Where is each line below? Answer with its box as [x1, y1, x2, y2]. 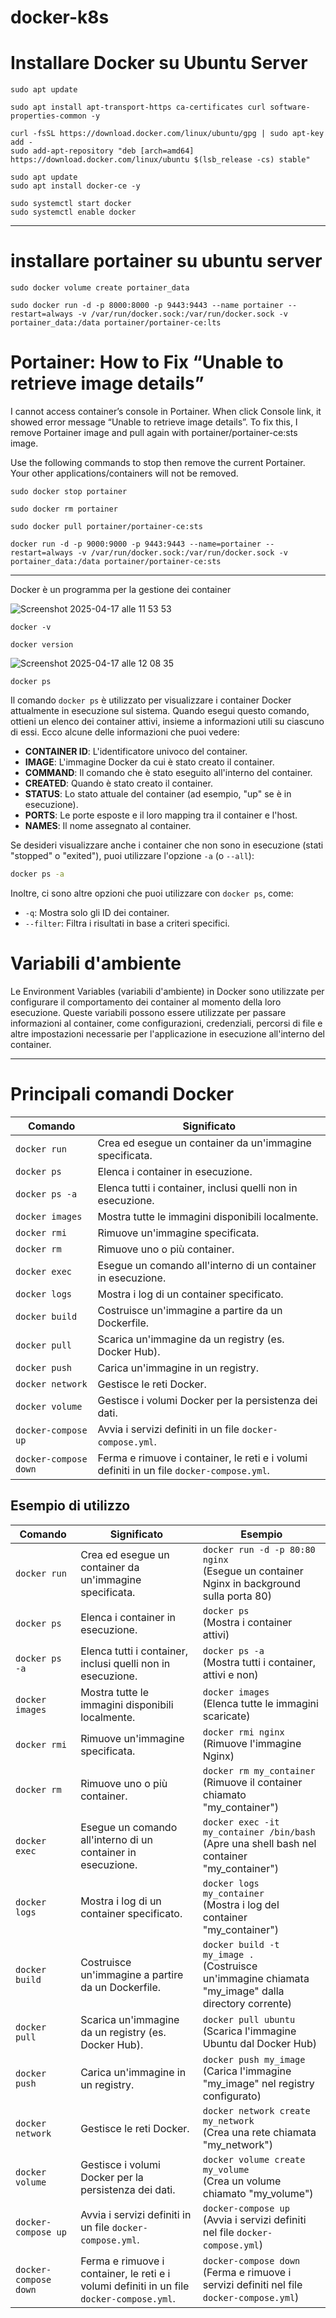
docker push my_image [202, 2054, 306, 2065]
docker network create [202, 2105, 311, 2116]
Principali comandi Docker [10, 1083, 235, 1105]
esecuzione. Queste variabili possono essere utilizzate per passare [10, 1006, 287, 1018]
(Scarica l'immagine [202, 2024, 297, 2038]
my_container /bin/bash [202, 1826, 316, 1838]
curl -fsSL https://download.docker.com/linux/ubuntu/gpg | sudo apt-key [10, 129, 325, 139]
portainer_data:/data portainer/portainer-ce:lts [10, 318, 222, 328]
